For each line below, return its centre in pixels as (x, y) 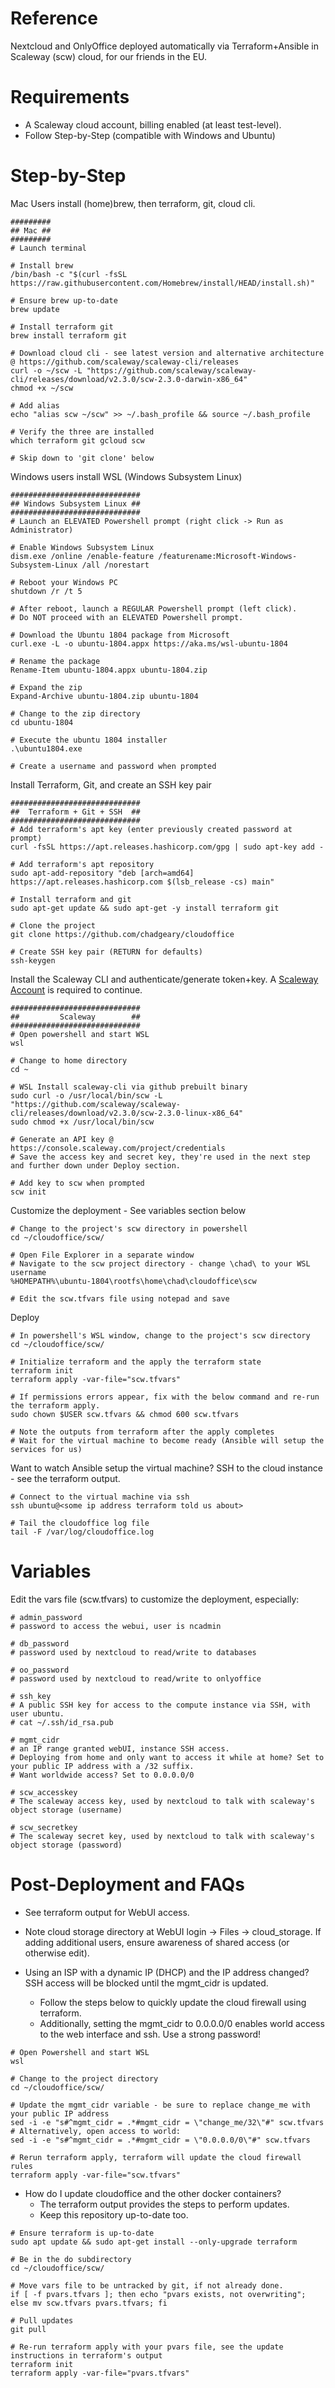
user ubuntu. (37, 1713)
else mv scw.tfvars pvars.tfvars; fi (89, 2303)
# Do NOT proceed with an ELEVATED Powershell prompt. (127, 617)
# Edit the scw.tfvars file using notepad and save (120, 1298)
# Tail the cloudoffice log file (80, 1523)
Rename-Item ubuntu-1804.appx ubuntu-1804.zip (109, 670)
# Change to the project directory (84, 2078)
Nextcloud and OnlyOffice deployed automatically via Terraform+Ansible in (165, 46)
